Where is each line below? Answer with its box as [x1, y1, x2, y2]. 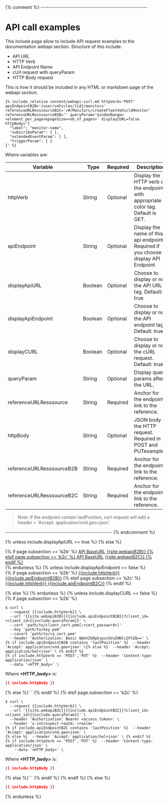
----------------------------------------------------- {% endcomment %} [5, 529, 155, 535]
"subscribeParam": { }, [9, 129, 59, 134]
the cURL [134, 348, 156, 355]
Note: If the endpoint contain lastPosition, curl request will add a [17, 514, 150, 520]
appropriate [134, 197, 161, 204]
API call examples [5, 22, 81, 33]
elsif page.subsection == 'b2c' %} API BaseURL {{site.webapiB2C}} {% [5, 553, 152, 559]
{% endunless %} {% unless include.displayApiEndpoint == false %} [5, 564, 146, 570]
